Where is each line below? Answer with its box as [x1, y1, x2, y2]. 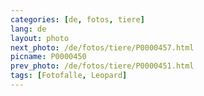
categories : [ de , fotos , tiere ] [10, 14, 145, 25]
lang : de [10, 24, 47, 34]
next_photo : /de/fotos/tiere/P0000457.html [10, 42, 195, 53]
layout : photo [10, 33, 70, 43]
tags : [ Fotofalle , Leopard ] [10, 71, 128, 81]
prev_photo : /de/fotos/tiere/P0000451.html [10, 61, 195, 71]
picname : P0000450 [10, 52, 87, 62]
